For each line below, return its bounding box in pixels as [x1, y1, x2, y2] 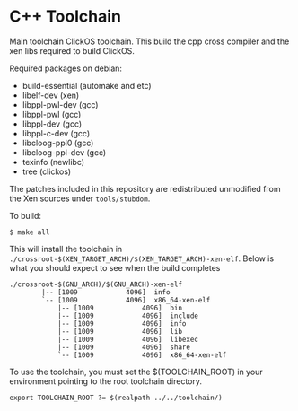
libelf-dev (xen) [22, 90, 80, 101]
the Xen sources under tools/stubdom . [9, 193, 151, 204]
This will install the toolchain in [9, 243, 123, 254]
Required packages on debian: [9, 63, 123, 74]
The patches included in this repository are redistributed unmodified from [9, 183, 281, 194]
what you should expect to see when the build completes [9, 262, 221, 273]
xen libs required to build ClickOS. [9, 45, 135, 56]
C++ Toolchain [9, 6, 121, 27]
